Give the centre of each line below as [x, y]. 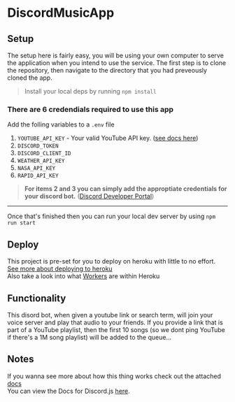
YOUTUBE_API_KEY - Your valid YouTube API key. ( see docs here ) [108, 138]
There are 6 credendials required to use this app [90, 109]
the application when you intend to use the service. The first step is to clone [116, 63]
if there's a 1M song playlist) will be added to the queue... [90, 337]
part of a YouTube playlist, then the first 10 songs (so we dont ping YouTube [116, 329]
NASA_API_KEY [36, 168]
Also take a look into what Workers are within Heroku [84, 276]
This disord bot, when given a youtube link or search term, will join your [110, 315]
